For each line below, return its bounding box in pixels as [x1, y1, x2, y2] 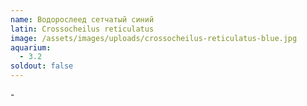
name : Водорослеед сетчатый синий [10, 14, 155, 25]
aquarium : [10, 42, 52, 53]
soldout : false [10, 61, 74, 71]
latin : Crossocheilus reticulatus [10, 24, 155, 34]
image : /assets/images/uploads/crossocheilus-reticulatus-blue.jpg [10, 33, 298, 43]
